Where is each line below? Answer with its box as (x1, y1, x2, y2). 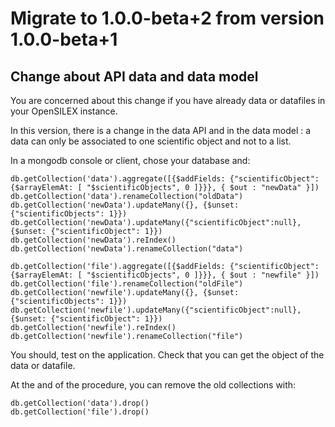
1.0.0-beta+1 (10, 28, 118, 51)
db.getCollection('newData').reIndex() (10, 235, 177, 245)
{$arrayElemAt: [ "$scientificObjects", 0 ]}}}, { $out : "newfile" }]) (10, 270, 320, 280)
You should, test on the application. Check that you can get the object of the (10, 349, 325, 361)
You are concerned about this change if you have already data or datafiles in (10, 95, 326, 106)
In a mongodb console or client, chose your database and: (10, 155, 251, 166)
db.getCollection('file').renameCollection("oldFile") (10, 279, 244, 289)
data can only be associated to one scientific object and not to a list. (10, 135, 292, 147)
